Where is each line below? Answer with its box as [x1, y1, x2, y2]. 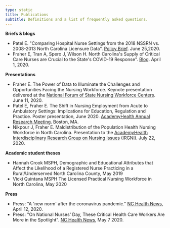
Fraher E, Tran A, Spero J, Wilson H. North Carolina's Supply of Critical [12, 51, 160, 57]
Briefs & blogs [5, 31, 35, 37]
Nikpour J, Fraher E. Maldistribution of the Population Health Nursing [12, 124, 156, 130]
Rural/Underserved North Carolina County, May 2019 [12, 170, 123, 177]
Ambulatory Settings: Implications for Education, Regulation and [12, 108, 146, 114]
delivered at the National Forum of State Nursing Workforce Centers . [12, 92, 156, 98]
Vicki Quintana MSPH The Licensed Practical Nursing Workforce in [12, 176, 152, 182]
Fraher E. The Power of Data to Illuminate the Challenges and [12, 81, 140, 87]
